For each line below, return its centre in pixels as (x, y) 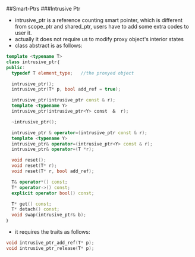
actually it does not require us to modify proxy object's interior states (99, 39)
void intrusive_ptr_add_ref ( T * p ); (50, 243)
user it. (23, 33)
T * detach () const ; (36, 209)
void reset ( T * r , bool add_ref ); (53, 171)
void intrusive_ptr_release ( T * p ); (50, 248)
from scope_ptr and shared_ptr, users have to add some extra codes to (102, 27)
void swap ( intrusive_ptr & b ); (49, 215)
